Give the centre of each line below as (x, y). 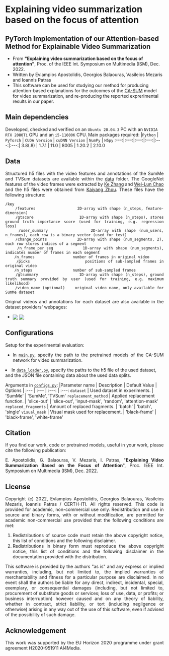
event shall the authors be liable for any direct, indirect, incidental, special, (84, 582)
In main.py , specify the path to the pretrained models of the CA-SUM (88, 355)
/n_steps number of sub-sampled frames (75, 270)
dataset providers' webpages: (36, 307)
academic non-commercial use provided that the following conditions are (84, 520)
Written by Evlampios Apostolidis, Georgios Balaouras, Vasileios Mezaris (87, 75)
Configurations (29, 333)
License (18, 486)
